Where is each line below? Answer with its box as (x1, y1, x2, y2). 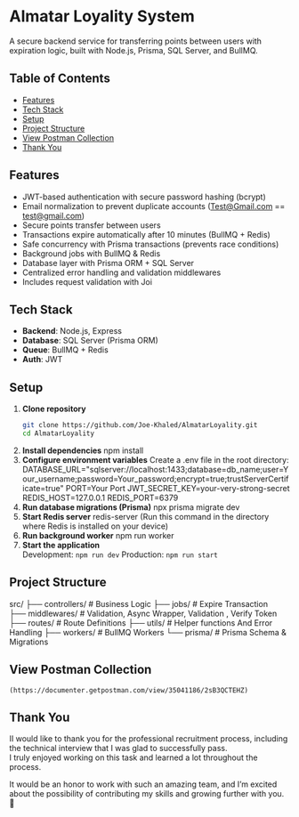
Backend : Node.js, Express (21, 326, 123, 336)
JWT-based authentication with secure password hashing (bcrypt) (21, 191, 267, 202)
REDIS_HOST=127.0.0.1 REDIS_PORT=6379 (21, 492, 179, 503)
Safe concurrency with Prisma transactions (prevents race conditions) (21, 239, 279, 249)
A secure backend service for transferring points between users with (9, 36, 263, 46)
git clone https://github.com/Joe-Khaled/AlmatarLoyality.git (21, 421, 258, 430)
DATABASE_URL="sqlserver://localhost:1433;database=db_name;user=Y (21, 464, 289, 474)
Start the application (21, 539, 101, 550)
